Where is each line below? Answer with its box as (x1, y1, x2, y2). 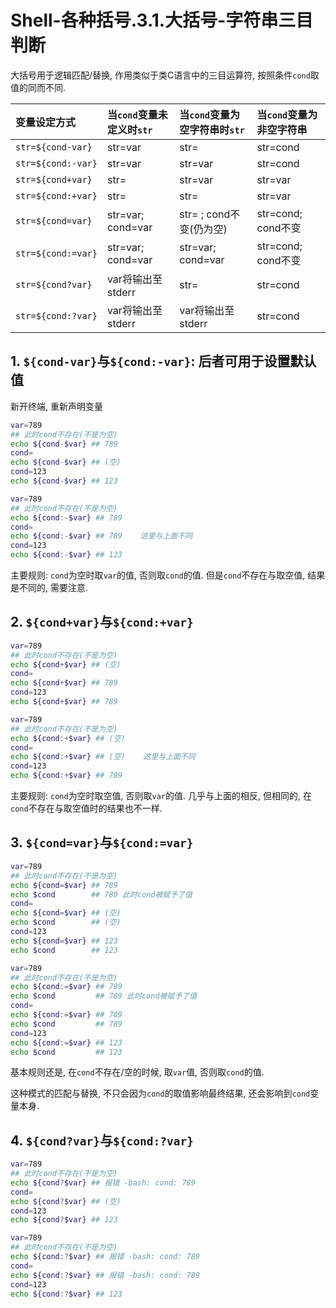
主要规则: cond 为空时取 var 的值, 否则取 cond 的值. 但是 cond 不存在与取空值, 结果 (10, 569, 326, 581)
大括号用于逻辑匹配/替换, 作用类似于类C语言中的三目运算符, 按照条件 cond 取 (10, 69, 320, 81)
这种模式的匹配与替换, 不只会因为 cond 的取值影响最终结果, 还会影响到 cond (10, 1087, 311, 1100)
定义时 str (106, 122, 153, 136)
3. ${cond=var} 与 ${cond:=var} (10, 834, 194, 851)
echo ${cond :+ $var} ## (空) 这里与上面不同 (10, 752, 196, 762)
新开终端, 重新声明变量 (10, 400, 103, 412)
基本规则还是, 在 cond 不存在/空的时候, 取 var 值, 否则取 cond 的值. (10, 1066, 265, 1078)
